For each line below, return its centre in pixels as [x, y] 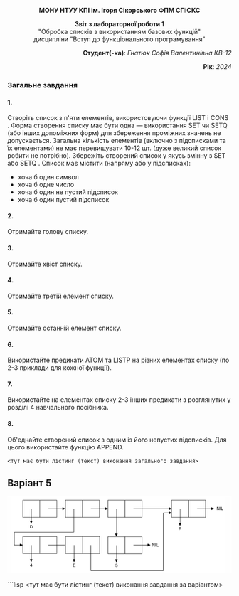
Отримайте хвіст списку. [45, 264]
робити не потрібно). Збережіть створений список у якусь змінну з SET [117, 156]
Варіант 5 [30, 483]
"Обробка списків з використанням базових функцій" [119, 32]
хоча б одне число [46, 185]
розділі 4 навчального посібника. [58, 408]
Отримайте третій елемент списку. [60, 296]
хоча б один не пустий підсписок [68, 192]
